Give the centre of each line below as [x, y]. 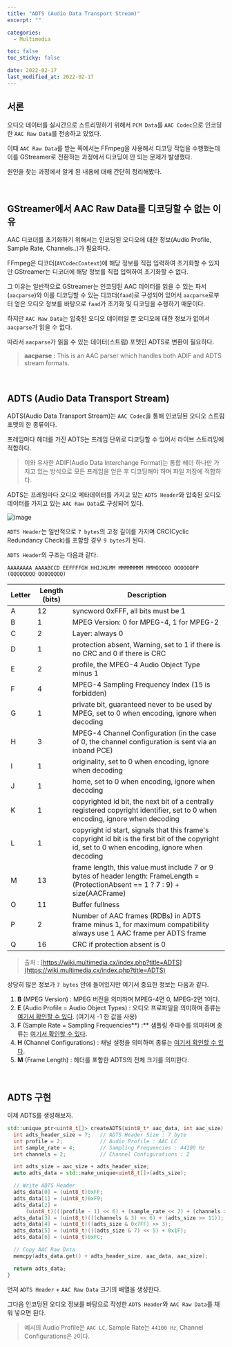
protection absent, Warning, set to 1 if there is [146, 645]
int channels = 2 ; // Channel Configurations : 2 [101, 1154]
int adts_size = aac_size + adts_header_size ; [81, 1167]
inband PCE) [93, 750]
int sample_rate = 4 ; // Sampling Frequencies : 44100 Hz [109, 1147]
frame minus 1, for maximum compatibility [141, 924]
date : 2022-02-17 [32, 71]
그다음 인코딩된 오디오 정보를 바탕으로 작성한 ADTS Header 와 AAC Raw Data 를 [110, 1304]
